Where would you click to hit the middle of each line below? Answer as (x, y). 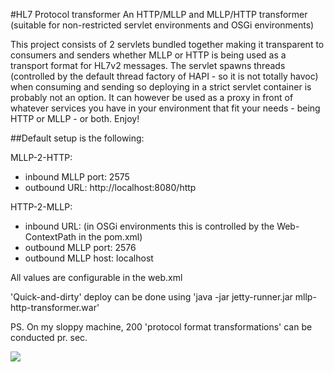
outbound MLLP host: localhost (89, 258)
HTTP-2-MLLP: (41, 207)
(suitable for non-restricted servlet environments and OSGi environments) (162, 25)
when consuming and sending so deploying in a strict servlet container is (161, 87)
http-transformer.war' (55, 307)
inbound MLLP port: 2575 (77, 177)
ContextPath (50, 237)
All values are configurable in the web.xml (96, 277)
